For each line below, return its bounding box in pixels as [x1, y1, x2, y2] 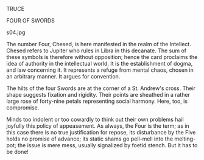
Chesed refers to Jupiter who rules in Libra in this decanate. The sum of [6, 47, 187, 54]
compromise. [6, 104, 40, 111]
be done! [6, 148, 29, 155]
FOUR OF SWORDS [6, 17, 55, 24]
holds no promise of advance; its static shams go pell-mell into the [6, 135, 174, 142]
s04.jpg [6, 29, 26, 36]
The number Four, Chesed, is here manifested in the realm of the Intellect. [6, 41, 192, 47]
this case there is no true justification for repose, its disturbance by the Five [6, 129, 196, 136]
